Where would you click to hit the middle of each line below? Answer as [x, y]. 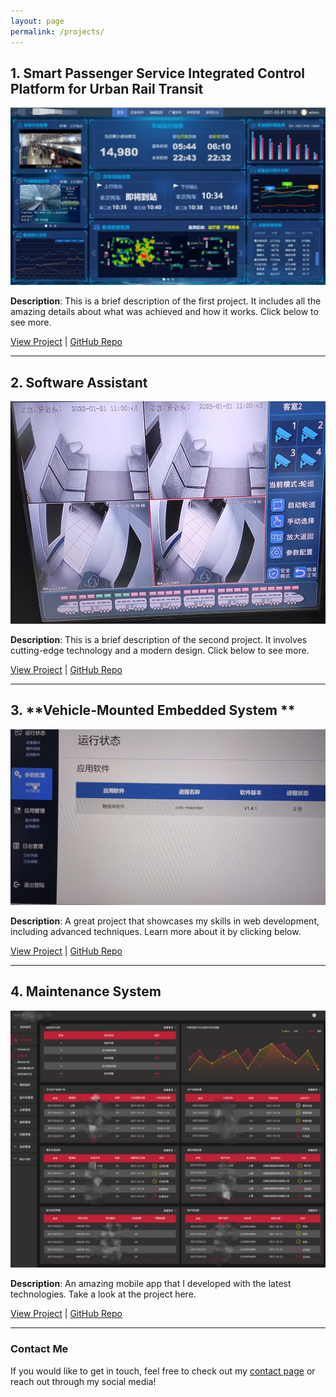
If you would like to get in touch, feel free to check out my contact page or [163, 1371]
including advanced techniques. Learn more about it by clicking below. [156, 932]
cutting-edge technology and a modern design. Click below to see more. [160, 650]
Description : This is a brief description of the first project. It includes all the [166, 301]
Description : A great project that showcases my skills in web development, [165, 921]
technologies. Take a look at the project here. [103, 1294]
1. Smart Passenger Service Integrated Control [158, 73]
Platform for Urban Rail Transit [107, 88]
